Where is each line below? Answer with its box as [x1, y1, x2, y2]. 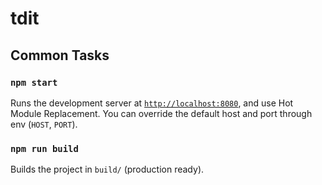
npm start [10, 77, 58, 88]
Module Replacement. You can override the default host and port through [10, 107, 313, 119]
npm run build [10, 143, 79, 154]
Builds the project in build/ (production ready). [10, 163, 205, 176]
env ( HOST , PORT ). [10, 118, 78, 130]
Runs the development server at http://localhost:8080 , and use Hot [10, 97, 294, 109]
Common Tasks [10, 47, 110, 64]
